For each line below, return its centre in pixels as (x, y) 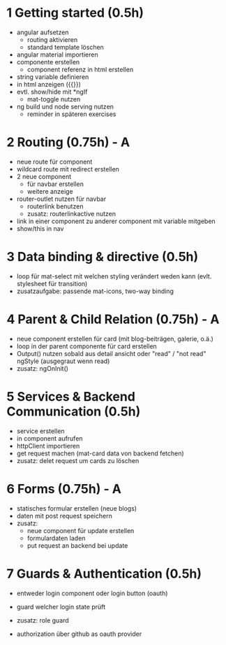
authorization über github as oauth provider (79, 634)
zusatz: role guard (43, 620)
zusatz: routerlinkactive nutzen (71, 213)
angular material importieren (57, 55)
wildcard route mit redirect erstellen (68, 169)
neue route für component (54, 162)
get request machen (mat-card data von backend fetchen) (100, 453)
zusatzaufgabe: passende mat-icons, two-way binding (95, 291)
